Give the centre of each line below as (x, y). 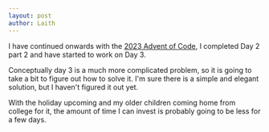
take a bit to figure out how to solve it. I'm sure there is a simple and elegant (134, 78)
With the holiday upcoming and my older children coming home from (122, 102)
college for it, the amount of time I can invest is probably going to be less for (134, 111)
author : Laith (32, 23)
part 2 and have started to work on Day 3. (77, 54)
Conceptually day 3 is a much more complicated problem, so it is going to (130, 70)
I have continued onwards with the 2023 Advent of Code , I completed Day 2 (134, 46)
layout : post (30, 16)
